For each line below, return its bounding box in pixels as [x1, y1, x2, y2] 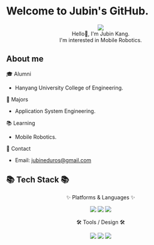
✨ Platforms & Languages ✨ [66, 193, 135, 201]
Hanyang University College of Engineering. [14, 84, 123, 91]
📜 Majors [6, 95, 29, 103]
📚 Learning [6, 119, 35, 127]
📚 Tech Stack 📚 [6, 175, 70, 185]
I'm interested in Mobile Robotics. [59, 36, 142, 43]
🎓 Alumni [6, 70, 32, 77]
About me [6, 54, 44, 64]
